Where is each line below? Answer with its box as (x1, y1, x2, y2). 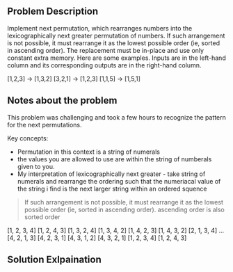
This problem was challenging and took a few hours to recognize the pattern (7, 113, 226, 121)
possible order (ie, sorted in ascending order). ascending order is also (24, 205, 225, 214)
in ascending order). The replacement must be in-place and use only (7, 46, 204, 54)
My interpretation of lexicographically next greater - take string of (17, 170, 206, 178)
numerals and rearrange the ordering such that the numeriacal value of (17, 177, 221, 185)
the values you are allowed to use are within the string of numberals (17, 154, 212, 163)
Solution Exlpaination (7, 254, 102, 266)
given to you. (17, 162, 55, 170)
